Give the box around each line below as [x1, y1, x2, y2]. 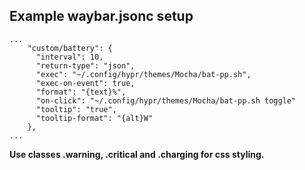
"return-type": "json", [35, 60, 136, 71]
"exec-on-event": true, [35, 78, 136, 88]
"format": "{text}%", [35, 87, 127, 97]
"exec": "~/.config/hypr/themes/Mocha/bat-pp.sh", [35, 69, 252, 79]
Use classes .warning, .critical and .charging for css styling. [9, 148, 265, 160]
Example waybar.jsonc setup [9, 8, 194, 25]
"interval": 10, [35, 52, 104, 62]
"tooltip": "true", [35, 104, 117, 114]
